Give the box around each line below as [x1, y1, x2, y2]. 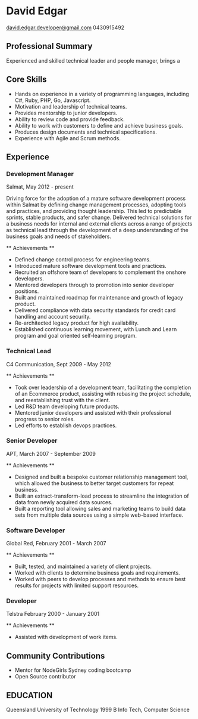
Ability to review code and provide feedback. [14, 115, 125, 123]
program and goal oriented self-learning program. [14, 332, 137, 340]
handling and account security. [14, 313, 91, 320]
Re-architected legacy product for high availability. [14, 319, 139, 326]
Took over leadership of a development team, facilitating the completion [14, 384, 191, 391]
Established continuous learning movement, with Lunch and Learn [14, 326, 177, 333]
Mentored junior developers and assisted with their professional [14, 409, 171, 416]
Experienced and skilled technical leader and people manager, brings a [6, 57, 180, 64]
